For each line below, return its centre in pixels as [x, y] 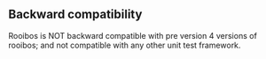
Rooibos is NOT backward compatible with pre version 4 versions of [133, 35]
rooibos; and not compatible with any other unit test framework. [125, 45]
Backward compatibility [75, 15]
